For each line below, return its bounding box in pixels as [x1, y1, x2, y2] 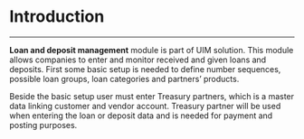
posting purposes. [9, 119, 78, 130]
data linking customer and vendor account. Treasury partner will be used [9, 100, 281, 111]
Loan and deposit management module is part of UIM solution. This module [9, 44, 294, 55]
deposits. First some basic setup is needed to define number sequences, [9, 63, 281, 74]
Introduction [9, 6, 105, 27]
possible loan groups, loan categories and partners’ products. [9, 73, 240, 84]
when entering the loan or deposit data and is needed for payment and [9, 110, 273, 121]
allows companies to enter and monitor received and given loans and [9, 54, 267, 65]
